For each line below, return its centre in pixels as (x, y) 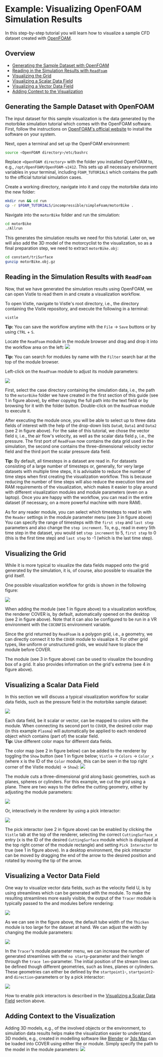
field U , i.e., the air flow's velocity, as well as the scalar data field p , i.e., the (80, 436)
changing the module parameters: (39, 932)
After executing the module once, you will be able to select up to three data (80, 420)
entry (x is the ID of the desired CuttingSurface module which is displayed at (82, 840)
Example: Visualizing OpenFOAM (73, 9)
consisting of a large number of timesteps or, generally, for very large (75, 466)
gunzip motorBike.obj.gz (30, 262)
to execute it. (18, 411)
